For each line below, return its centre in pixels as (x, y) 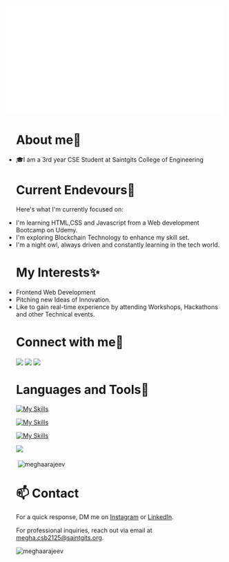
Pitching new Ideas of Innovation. (63, 299)
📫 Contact (47, 493)
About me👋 (48, 140)
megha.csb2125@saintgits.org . (60, 538)
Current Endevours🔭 (75, 190)
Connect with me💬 (70, 342)
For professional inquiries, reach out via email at (84, 530)
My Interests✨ (58, 273)
